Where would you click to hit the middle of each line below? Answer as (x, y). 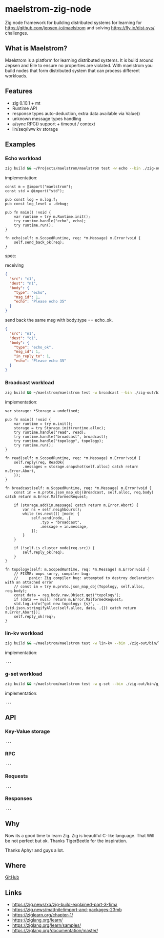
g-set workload (24, 674)
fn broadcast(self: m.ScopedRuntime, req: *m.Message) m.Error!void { (78, 488)
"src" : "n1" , (23, 333)
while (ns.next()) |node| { (51, 514)
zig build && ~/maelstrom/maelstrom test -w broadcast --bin (69, 393)
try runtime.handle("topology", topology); (59, 441)
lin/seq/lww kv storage (35, 129)
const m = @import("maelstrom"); (39, 187)
